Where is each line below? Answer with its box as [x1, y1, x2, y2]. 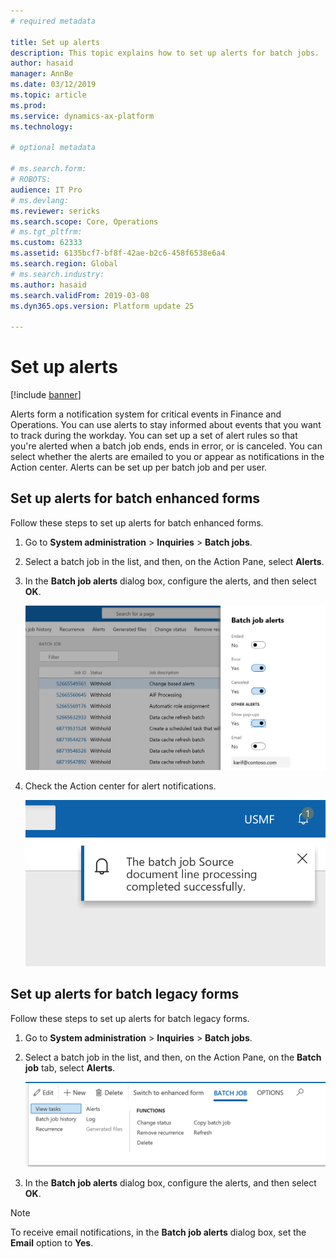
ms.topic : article [10, 90, 87, 100]
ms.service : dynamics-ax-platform [10, 111, 155, 121]
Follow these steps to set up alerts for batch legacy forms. [10, 1012, 250, 1024]
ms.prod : [10, 100, 47, 110]
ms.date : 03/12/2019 [10, 80, 97, 90]
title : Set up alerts [10, 37, 101, 47]
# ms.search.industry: [10, 269, 105, 279]
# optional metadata [10, 143, 97, 153]
